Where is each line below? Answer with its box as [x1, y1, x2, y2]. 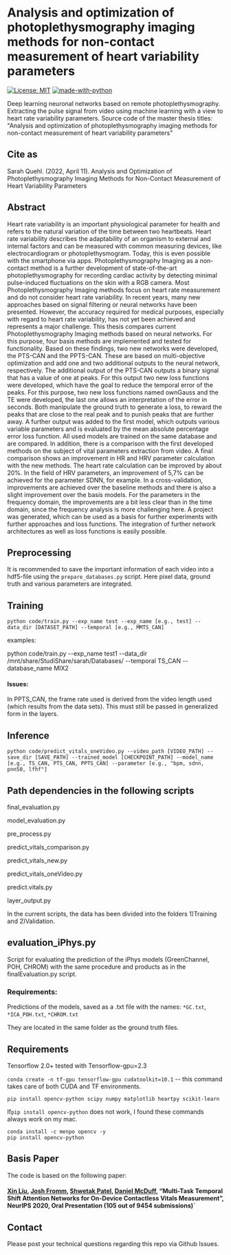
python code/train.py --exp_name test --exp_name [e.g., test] [7, 618, 192, 625]
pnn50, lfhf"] [7, 766, 48, 773]
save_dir [7, 754, 32, 761]
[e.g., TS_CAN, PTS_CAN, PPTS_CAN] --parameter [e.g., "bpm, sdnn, [7, 760, 205, 767]
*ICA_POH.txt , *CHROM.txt [7, 1010, 79, 1018]
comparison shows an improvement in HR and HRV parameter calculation [7, 454, 215, 462]
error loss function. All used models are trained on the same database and [7, 432, 217, 440]
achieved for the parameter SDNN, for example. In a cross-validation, [7, 476, 203, 484]
